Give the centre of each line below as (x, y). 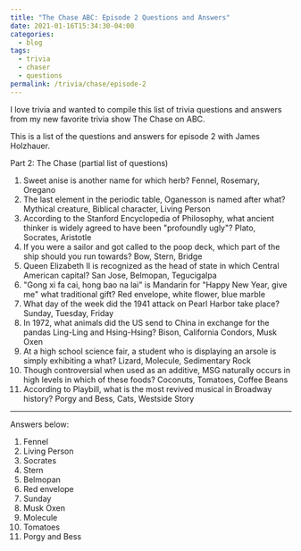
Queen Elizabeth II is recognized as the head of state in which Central (151, 265)
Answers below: (40, 424)
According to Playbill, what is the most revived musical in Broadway (147, 388)
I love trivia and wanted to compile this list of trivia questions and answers (146, 109)
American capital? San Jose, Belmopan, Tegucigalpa (120, 275)
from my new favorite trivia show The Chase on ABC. (108, 119)
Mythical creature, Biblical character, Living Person (117, 209)
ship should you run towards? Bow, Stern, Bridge (113, 256)
